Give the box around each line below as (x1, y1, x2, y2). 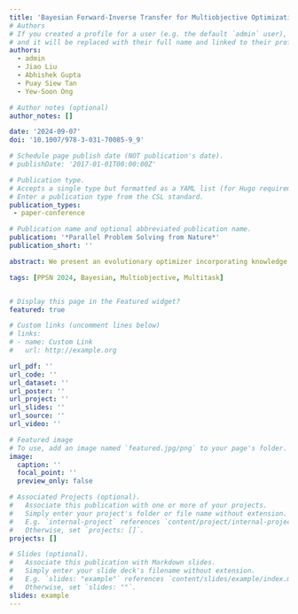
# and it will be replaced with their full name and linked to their (9, 37, 272, 47)
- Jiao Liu (17, 63, 58, 72)
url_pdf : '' (9, 361, 53, 370)
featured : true (9, 305, 66, 315)
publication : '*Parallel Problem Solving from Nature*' (9, 233, 220, 242)
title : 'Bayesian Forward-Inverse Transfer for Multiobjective (9, 12, 248, 22)
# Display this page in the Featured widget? (9, 297, 180, 306)
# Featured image (9, 435, 74, 444)
